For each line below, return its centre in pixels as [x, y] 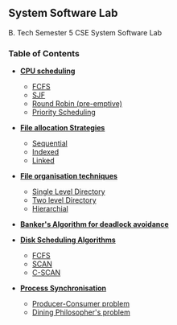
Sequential [50, 143]
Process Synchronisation [63, 288]
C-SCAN [46, 273]
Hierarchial [50, 209]
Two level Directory [64, 200]
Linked [43, 161]
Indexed [45, 152]
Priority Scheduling [64, 113]
